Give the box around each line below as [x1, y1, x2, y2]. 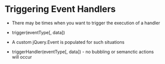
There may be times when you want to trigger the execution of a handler [11, 20, 160, 26]
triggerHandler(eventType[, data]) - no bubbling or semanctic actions [11, 49, 154, 55]
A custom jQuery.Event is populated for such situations [11, 39, 125, 45]
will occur [11, 54, 32, 60]
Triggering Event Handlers [4, 3, 116, 15]
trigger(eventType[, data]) [11, 29, 65, 35]
